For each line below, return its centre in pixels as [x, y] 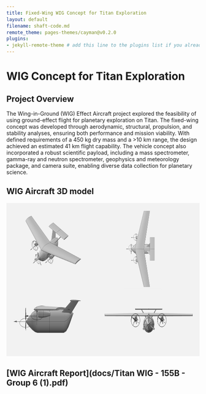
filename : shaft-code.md [38, 26]
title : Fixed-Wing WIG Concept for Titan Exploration [77, 13]
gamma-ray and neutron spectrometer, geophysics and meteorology [93, 159]
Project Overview [40, 99]
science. [17, 172]
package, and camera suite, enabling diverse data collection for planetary [99, 166]
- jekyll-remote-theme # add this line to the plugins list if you [94, 45]
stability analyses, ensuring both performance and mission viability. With [98, 133]
